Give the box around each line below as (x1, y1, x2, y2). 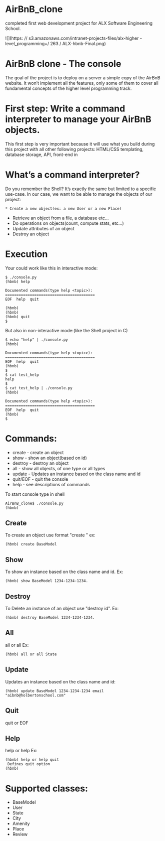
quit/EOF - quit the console (12, 476, 68, 482)
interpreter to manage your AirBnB (5, 114, 151, 125)
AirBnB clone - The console (5, 58, 121, 70)
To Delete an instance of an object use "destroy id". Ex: (5, 606, 119, 612)
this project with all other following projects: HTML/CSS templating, (5, 146, 144, 152)
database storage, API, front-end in (5, 152, 78, 158)
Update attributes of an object (12, 225, 75, 231)
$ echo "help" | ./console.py (5, 337, 68, 342)
